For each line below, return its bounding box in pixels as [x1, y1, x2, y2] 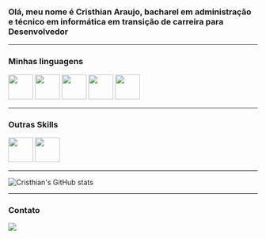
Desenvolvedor [8, 26, 69, 37]
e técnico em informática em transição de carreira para [8, 16, 224, 27]
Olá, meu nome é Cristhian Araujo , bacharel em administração [8, 6, 252, 17]
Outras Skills [8, 119, 59, 130]
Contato [8, 204, 40, 215]
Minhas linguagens [8, 56, 84, 67]
